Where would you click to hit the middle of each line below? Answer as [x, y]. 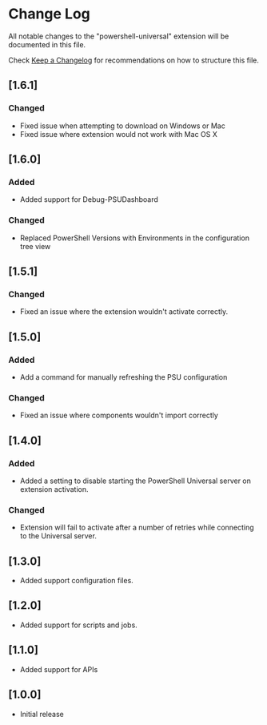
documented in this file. [47, 44]
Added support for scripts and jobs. [78, 625]
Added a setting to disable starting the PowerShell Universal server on [135, 481]
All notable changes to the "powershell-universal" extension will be [119, 36]
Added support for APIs [59, 669]
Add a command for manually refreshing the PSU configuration [124, 377]
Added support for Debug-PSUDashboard [89, 199]
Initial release [42, 714]
